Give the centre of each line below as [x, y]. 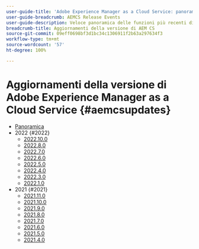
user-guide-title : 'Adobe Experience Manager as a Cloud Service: [90, 12]
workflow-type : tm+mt [33, 39]
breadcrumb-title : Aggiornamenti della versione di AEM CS [81, 28]
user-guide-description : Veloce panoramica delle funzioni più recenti [96, 23]
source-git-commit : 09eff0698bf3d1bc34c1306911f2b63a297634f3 [84, 34]
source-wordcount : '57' [36, 45]
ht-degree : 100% [26, 50]
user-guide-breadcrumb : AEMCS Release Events [63, 17]
